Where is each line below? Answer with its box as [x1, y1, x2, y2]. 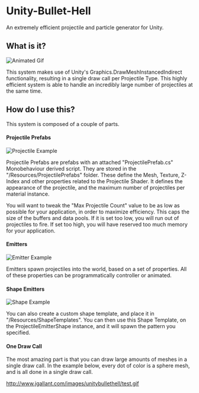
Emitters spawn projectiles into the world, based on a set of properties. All [6, 265, 187, 272]
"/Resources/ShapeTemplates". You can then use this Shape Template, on [6, 316, 187, 323]
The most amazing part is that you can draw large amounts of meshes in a [6, 356, 188, 363]
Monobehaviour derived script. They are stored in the [6, 165, 137, 172]
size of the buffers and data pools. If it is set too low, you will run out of [6, 214, 179, 221]
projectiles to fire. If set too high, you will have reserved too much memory [6, 221, 188, 228]
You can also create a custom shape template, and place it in [6, 310, 155, 317]
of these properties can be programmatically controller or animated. [6, 272, 172, 279]
